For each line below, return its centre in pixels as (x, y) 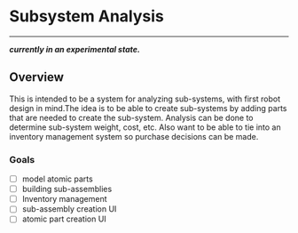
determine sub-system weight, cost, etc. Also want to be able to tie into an (145, 127)
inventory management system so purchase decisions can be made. (134, 136)
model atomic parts (57, 179)
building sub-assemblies (67, 189)
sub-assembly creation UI (69, 209)
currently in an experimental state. (74, 49)
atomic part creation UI (64, 219)
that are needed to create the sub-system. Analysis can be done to (131, 117)
